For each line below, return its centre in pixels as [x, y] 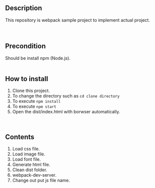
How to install [27, 79]
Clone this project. [31, 91]
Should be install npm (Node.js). [38, 58]
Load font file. [26, 159]
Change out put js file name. [41, 181]
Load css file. [26, 149]
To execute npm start [34, 106]
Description [24, 8]
